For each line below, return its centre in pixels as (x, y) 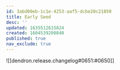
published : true (26, 38)
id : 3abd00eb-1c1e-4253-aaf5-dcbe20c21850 (59, 11)
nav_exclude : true (29, 44)
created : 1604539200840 (35, 33)
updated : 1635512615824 (35, 28)
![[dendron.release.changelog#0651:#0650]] (60, 60)
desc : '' (17, 22)
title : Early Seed (29, 17)
